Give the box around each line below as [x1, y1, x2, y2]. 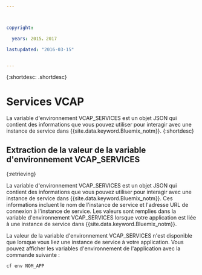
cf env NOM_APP [6, 263, 45, 269]
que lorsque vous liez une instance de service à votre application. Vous [6, 239, 184, 246]
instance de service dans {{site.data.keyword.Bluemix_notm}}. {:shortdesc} [6, 127, 195, 134]
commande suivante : [6, 251, 60, 259]
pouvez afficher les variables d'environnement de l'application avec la [6, 245, 181, 252]
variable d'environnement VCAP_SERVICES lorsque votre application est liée [6, 214, 197, 221]
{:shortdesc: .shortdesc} [6, 74, 68, 81]
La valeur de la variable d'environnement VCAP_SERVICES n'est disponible [6, 232, 192, 239]
